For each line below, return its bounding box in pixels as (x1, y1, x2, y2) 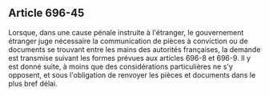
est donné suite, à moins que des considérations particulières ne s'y (8, 62, 234, 71)
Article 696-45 (8, 6, 85, 20)
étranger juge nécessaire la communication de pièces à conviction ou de (8, 36, 248, 46)
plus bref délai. (8, 78, 58, 88)
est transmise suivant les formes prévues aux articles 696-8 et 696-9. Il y (8, 53, 251, 62)
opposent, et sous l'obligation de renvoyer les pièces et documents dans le (8, 70, 256, 79)
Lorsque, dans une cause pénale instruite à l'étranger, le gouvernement (8, 27, 244, 37)
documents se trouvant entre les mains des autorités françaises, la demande (8, 44, 261, 54)
